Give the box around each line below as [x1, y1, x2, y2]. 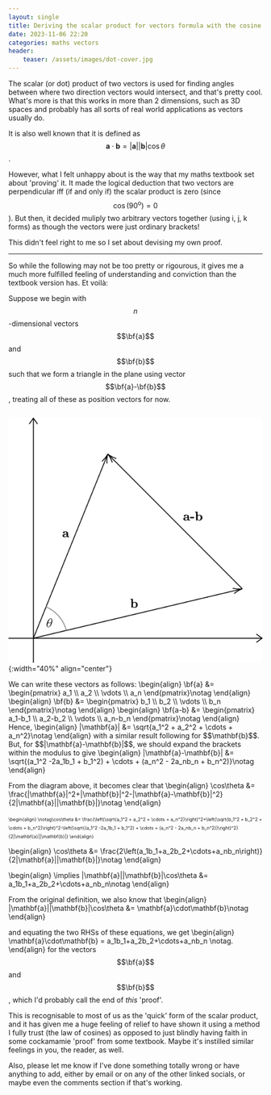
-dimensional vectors [8, 319, 79, 328]
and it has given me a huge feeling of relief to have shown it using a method [8, 1019, 261, 1029]
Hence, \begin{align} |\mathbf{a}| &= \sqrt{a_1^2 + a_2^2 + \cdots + [8, 722, 234, 732]
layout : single [8, 13, 60, 21]
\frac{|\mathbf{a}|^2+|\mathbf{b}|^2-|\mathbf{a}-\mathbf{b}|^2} [8, 789, 223, 799]
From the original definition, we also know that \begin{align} [8, 895, 207, 905]
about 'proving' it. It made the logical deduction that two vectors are [8, 178, 235, 187]
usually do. [8, 113, 45, 123]
